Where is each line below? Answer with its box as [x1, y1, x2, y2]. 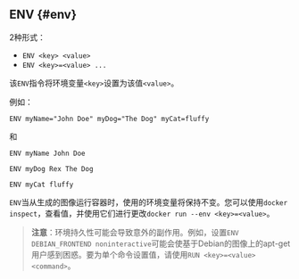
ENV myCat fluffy [9, 180, 74, 189]
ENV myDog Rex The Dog [9, 164, 94, 173]
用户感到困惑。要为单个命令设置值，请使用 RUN [30, 249, 201, 259]
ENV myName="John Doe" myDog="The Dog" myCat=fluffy [9, 114, 210, 123]
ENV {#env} [9, 7, 78, 22]
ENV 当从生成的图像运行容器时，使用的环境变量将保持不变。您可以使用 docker [9, 196, 288, 208]
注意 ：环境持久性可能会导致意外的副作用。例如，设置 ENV [30, 226, 239, 237]
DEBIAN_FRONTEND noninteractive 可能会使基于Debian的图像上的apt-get [30, 238, 291, 249]
